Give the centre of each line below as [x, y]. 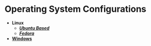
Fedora [27, 33]
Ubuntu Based [34, 28]
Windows [22, 39]
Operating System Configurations [75, 9]
